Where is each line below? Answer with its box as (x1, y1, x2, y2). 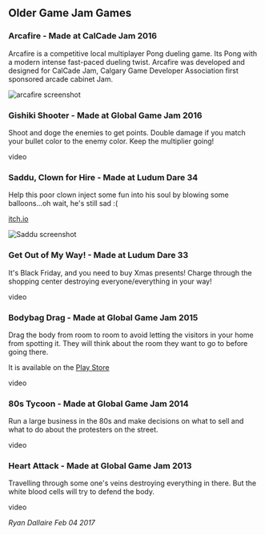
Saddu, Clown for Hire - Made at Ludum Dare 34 (8, 171, 199, 183)
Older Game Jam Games (8, 6, 132, 20)
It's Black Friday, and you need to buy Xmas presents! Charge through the (8, 267, 252, 277)
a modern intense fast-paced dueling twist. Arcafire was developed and (8, 57, 246, 66)
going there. (8, 347, 49, 356)
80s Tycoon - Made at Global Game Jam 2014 (8, 398, 190, 409)
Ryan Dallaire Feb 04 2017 (8, 518, 96, 528)
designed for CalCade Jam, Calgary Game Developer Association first (8, 66, 239, 75)
